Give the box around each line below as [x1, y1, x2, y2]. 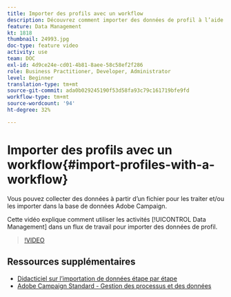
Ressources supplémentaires [7, 256, 136, 268]
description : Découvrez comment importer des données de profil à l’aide [7, 17, 224, 23]
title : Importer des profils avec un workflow [7, 10, 143, 17]
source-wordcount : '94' [7, 100, 76, 107]
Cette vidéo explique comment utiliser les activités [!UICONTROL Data [7, 215, 207, 223]
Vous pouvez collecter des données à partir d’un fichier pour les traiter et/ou [7, 194, 225, 202]
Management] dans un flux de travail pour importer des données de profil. [7, 222, 218, 231]
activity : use [7, 49, 48, 56]
